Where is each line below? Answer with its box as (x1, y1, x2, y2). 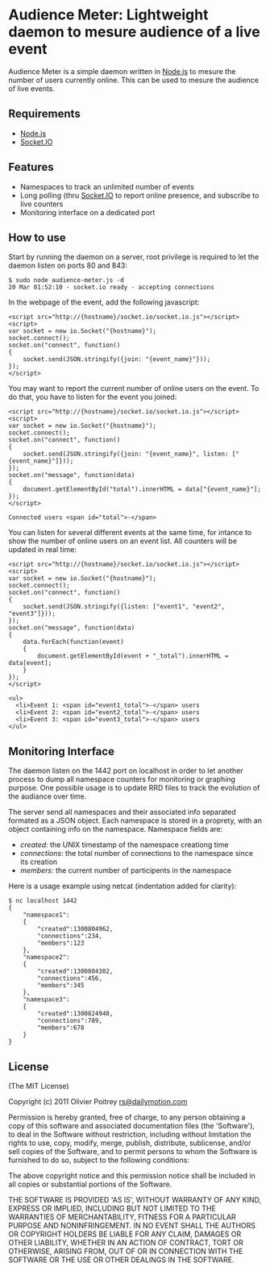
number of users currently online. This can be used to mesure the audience (8, 75, 260, 85)
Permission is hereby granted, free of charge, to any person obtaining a (8, 1112, 246, 1122)
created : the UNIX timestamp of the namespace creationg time (19, 840, 229, 849)
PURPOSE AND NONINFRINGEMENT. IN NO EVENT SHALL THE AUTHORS (8, 1221, 256, 1230)
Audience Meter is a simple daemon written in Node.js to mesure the (8, 66, 236, 76)
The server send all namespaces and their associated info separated (8, 808, 236, 817)
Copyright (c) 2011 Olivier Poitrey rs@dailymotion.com (8, 1097, 188, 1106)
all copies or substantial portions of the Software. (8, 1179, 172, 1189)
